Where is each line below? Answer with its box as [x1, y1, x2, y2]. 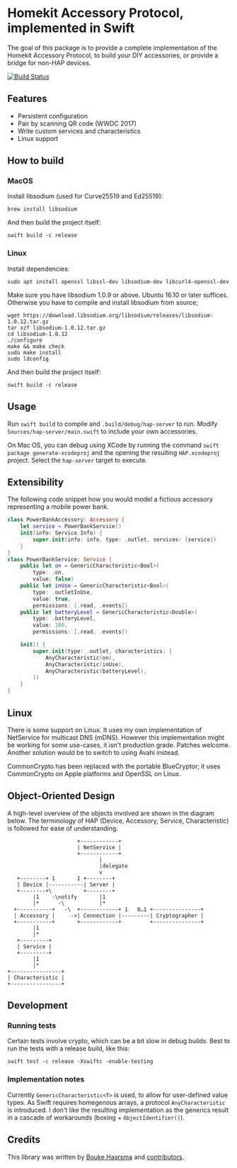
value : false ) [33, 575, 74, 583]
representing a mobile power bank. [7, 502, 110, 511]
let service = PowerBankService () [20, 523, 122, 530]
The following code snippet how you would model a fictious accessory [7, 495, 214, 504]
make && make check [7, 342, 65, 350]
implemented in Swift [7, 20, 135, 36]
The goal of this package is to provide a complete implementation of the [7, 43, 217, 52]
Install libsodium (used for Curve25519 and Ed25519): [7, 192, 163, 201]
